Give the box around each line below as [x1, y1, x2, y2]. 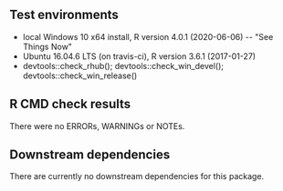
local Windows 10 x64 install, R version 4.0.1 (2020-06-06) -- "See [22, 31, 274, 42]
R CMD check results [9, 96, 131, 112]
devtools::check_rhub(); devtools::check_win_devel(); [22, 60, 225, 71]
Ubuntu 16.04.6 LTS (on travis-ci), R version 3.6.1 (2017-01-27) [22, 50, 257, 62]
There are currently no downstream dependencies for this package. [9, 171, 265, 182]
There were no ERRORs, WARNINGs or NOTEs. [9, 120, 185, 131]
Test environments [9, 7, 119, 23]
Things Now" [22, 41, 73, 52]
